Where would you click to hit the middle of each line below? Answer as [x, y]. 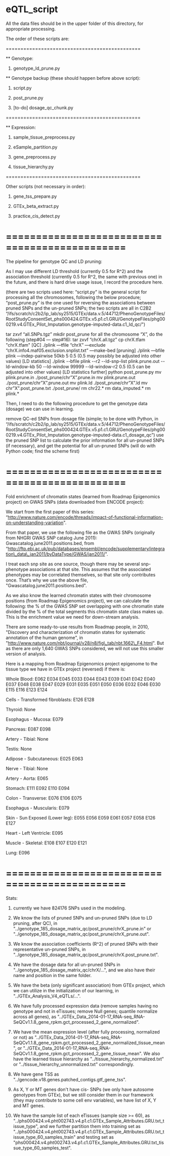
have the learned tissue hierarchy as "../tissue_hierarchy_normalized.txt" [88, 1059]
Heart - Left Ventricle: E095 [34, 833]
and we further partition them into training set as [90, 1126]
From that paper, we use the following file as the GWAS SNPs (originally [80, 532]
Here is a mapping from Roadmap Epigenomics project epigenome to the [82, 663]
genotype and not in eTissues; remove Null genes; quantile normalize [85, 1011]
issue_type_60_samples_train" [44, 1137]
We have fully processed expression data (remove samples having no [86, 1006]
